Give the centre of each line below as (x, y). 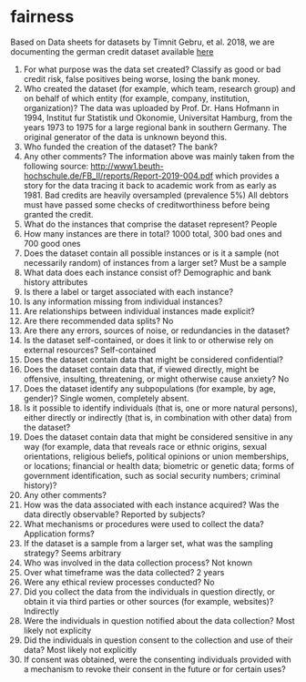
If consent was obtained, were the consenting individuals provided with (158, 659)
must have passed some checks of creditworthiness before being (147, 204)
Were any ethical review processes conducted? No (119, 582)
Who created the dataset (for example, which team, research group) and (159, 88)
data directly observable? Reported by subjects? (114, 514)
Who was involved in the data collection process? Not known (138, 563)
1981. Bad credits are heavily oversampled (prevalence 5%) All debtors (156, 195)
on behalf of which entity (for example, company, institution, (136, 98)
